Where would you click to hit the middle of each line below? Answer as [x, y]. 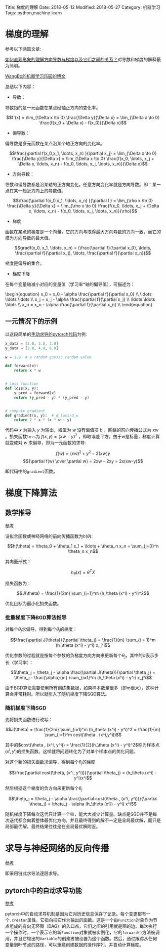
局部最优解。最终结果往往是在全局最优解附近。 [53, 827]
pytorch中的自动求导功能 [43, 890]
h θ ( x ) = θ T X [83, 572]
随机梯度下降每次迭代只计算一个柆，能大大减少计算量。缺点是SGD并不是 [79, 814]
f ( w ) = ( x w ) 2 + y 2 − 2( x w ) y [83, 453]
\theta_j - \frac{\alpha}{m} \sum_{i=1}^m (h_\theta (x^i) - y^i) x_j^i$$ [83, 677]
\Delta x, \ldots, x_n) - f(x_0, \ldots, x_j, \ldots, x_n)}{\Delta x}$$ [83, 164]
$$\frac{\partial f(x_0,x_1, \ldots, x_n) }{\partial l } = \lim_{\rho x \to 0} [83, 200]
